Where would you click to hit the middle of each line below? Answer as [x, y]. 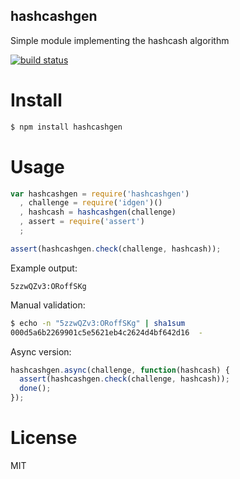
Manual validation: [48, 305]
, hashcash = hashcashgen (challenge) [98, 212]
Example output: [44, 268]
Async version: [41, 351]
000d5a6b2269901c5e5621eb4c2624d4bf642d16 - [106, 332]
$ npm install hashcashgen [66, 127]
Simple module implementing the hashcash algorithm [120, 40]
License [44, 438]
